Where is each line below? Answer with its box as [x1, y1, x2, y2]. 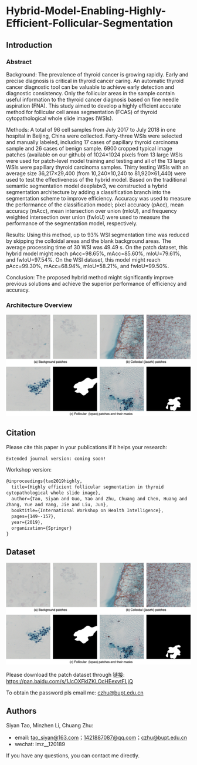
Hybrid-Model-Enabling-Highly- [6, 4, 167, 18]
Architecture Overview [6, 301, 73, 309]
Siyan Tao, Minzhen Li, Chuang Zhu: [6, 721, 94, 729]
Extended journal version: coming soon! [6, 456, 107, 462]
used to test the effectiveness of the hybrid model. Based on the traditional [6, 176, 187, 183]
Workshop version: [6, 466, 52, 473]
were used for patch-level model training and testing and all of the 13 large [6, 157, 186, 164]
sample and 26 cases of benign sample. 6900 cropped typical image [6, 145, 173, 152]
